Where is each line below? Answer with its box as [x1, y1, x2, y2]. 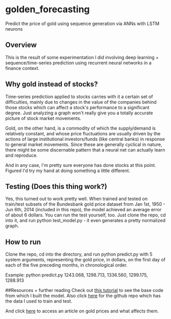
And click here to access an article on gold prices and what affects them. [5, 308, 159, 314]
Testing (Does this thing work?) [5, 182, 107, 191]
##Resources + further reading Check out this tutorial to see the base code [5, 287, 163, 293]
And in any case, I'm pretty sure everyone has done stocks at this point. [5, 162, 157, 168]
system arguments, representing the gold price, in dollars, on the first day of [5, 257, 166, 263]
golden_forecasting [5, 4, 90, 15]
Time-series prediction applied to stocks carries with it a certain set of [5, 93, 153, 100]
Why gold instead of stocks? [5, 80, 98, 89]
